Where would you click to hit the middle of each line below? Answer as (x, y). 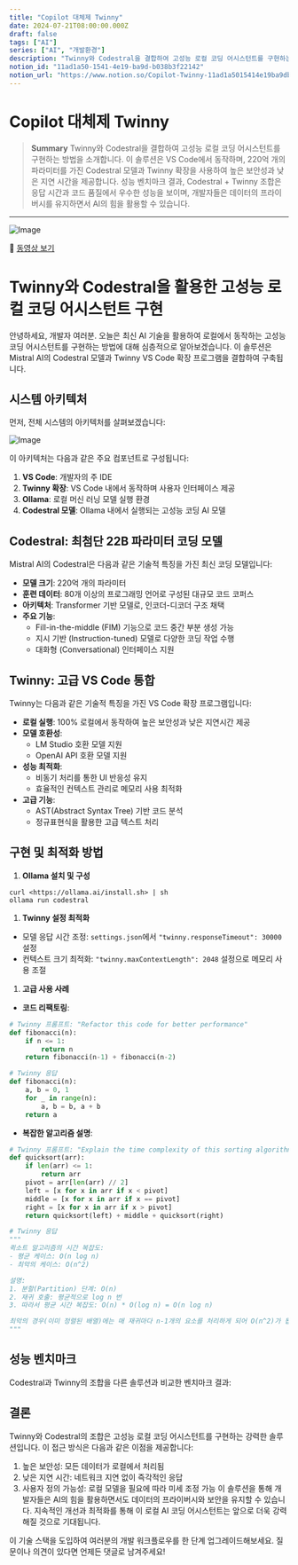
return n (57, 1049)
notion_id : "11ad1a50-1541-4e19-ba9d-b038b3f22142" (106, 67)
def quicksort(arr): (47, 1158)
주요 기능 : (39, 617)
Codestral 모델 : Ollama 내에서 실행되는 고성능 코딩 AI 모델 (124, 510)
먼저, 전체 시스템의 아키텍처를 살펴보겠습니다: (87, 422)
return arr (61, 1175)
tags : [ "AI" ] (33, 42)
